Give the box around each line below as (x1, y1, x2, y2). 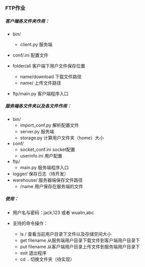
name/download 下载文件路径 (20, 73, 82, 79)
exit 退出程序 (20, 250, 47, 256)
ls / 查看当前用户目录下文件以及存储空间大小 (20, 231, 112, 237)
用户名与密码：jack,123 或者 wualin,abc (12, 209, 94, 216)
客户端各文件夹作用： (5, 18, 49, 24)
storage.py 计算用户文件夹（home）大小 (20, 135, 104, 141)
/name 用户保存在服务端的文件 (20, 183, 84, 189)
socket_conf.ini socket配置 (20, 146, 76, 152)
